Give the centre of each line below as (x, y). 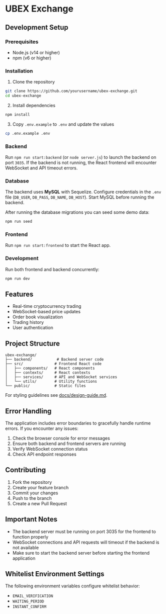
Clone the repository (33, 82)
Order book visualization (38, 317)
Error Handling (28, 411)
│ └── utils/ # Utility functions (51, 382)
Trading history (28, 322)
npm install (17, 114)
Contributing (25, 470)
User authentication (33, 328)
